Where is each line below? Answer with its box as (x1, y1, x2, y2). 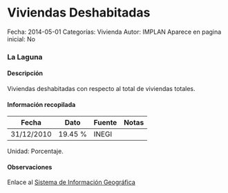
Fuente (93, 118, 117, 128)
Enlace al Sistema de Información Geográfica (7, 178, 136, 187)
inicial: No (7, 34, 36, 43)
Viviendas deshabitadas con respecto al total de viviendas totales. (7, 85, 196, 93)
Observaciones (7, 163, 53, 171)
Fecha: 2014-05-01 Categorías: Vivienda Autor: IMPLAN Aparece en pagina (7, 28, 222, 36)
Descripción (7, 69, 44, 77)
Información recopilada (7, 100, 76, 108)
